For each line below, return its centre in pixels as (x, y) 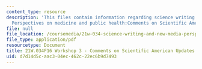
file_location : (25, 34)
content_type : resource (36, 12)
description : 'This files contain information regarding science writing (101, 17)
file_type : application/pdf (41, 40)
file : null (20, 28)
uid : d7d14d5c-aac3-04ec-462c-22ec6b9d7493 (62, 56)
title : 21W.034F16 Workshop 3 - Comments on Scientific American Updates (101, 51)
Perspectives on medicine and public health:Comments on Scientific (99, 23)
